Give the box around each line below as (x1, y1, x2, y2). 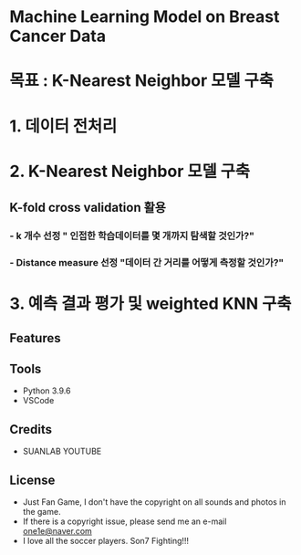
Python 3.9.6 (22, 385, 71, 396)
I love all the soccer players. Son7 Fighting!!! (22, 536, 190, 546)
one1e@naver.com (22, 526, 93, 536)
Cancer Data (9, 26, 107, 47)
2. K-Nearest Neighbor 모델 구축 (9, 161, 251, 182)
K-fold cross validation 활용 (9, 200, 167, 215)
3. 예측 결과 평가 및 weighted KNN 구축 (9, 294, 292, 314)
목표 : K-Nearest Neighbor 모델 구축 (9, 70, 274, 91)
